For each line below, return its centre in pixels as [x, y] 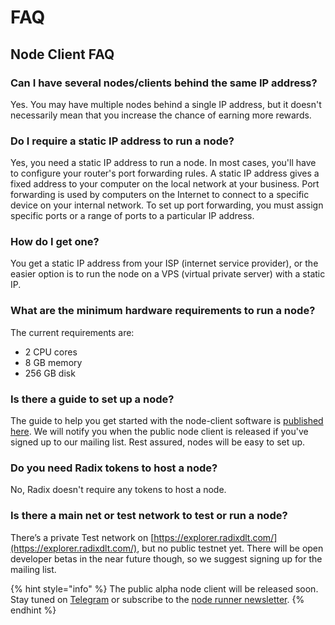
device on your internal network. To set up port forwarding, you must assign [167, 205]
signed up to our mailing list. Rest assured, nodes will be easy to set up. [158, 442]
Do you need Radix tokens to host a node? [114, 468]
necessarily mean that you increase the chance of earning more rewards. [161, 115]
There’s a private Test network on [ [82, 537]
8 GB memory [53, 362]
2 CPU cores [51, 352]
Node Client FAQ [62, 54]
